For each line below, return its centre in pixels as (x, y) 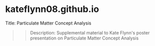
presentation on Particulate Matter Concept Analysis (84, 38)
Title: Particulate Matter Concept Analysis (48, 23)
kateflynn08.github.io (52, 9)
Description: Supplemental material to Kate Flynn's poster (90, 32)
